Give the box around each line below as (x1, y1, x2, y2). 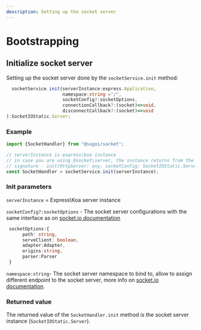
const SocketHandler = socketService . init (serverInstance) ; (6, 169, 160, 175)
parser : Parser (22, 253, 58, 260)
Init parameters (6, 183, 52, 191)
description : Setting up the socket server (6, 8, 117, 15)
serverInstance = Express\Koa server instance (6, 196, 121, 203)
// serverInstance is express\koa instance (6, 152, 117, 158)
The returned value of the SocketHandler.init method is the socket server (6, 311, 190, 319)
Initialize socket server (6, 58, 93, 69)
